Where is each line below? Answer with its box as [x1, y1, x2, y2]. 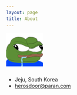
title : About [6, 15, 38, 22]
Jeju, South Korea [14, 76, 58, 83]
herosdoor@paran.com [14, 82, 71, 89]
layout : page [6, 9, 38, 15]
